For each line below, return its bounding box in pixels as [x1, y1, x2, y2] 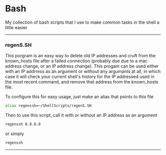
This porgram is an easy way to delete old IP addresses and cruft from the [5, 53, 156, 59]
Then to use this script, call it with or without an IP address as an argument [5, 112, 157, 118]
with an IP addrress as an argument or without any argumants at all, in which [5, 69, 161, 75]
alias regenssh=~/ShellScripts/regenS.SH [5, 103, 92, 109]
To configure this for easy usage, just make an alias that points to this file [5, 94, 154, 100]
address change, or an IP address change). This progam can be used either [5, 63, 159, 69]
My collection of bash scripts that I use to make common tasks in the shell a [5, 19, 160, 25]
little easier [5, 24, 28, 30]
